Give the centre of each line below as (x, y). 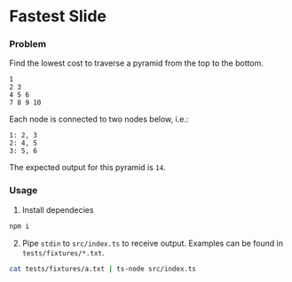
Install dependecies (58, 209)
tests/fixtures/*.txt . (63, 252)
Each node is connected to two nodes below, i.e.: (99, 119)
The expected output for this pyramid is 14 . (87, 168)
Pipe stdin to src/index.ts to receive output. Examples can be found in (153, 243)
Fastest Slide (58, 16)
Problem (28, 44)
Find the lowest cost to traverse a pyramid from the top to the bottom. (137, 63)
